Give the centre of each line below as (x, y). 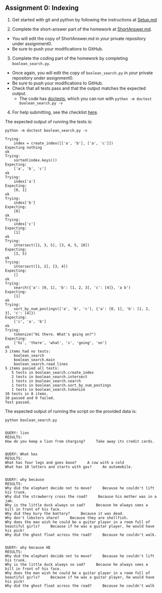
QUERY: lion (17, 433)
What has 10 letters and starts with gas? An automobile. (69, 467)
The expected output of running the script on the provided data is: (71, 411)
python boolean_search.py (31, 420)
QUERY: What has (21, 454)
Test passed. (18, 402)
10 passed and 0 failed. (30, 398)
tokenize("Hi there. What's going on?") (55, 334)
